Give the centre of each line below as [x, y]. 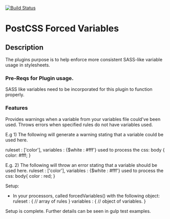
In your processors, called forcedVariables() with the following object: [86, 196]
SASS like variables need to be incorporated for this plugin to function [79, 89]
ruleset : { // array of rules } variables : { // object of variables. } [79, 201]
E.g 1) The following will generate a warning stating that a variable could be [84, 134]
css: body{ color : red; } [30, 176]
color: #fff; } [18, 155]
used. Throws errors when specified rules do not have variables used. [79, 125]
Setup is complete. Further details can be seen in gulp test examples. [78, 211]
